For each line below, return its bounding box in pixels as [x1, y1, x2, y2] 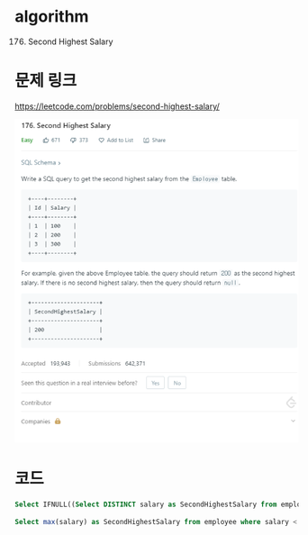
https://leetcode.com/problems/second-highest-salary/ [14, 101, 220, 112]
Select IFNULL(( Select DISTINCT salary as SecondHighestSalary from [14, 500, 277, 509]
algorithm [14, 6, 89, 27]
